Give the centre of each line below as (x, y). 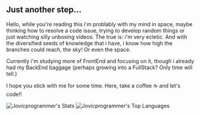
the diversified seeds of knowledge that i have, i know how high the (89, 43)
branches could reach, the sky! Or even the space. (69, 49)
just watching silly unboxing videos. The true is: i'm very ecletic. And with (97, 37)
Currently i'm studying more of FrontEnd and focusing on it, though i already (100, 61)
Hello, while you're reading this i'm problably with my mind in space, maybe (99, 24)
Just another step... (44, 10)
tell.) (12, 73)
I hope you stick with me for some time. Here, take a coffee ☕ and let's (93, 85)
